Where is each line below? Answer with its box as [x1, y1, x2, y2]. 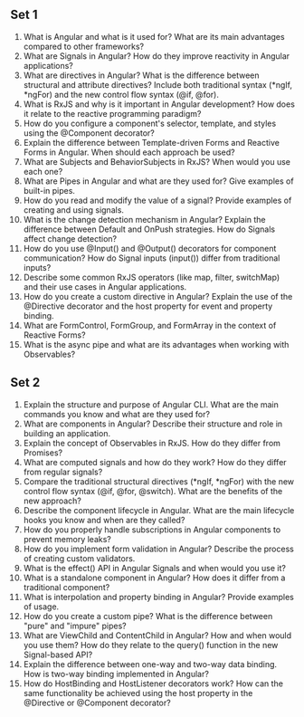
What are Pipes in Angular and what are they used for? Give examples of [23, 176, 294, 186]
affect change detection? [23, 233, 117, 244]
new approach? [23, 495, 82, 506]
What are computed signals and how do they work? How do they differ [23, 456, 288, 467]
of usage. [23, 601, 60, 612]
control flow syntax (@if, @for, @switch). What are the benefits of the [23, 485, 283, 496]
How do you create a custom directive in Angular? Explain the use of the [23, 291, 293, 301]
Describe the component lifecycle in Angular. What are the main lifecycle [23, 504, 295, 515]
